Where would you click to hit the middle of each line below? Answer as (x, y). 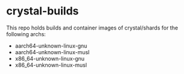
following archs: (26, 34)
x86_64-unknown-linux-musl (51, 65)
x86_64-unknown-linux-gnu (50, 58)
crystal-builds (43, 11)
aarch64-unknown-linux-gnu (51, 46)
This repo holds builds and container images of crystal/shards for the (92, 28)
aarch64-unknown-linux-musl (52, 52)
